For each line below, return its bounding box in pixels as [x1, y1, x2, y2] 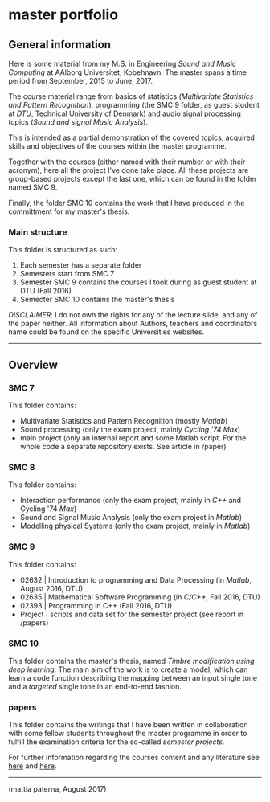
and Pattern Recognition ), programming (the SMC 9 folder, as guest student [8, 100, 260, 109]
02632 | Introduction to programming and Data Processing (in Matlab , [19, 575, 252, 584]
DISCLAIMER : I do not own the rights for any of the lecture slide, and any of [8, 310, 258, 320]
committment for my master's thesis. [8, 207, 130, 216]
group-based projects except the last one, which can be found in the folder [8, 174, 257, 183]
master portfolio [8, 6, 119, 24]
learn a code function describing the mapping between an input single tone [8, 673, 258, 682]
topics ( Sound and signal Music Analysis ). [8, 117, 149, 126]
